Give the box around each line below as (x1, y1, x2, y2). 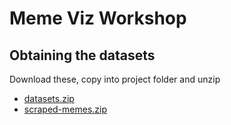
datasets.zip (23, 93, 75, 104)
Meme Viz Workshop (9, 7, 187, 30)
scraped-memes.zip (23, 103, 108, 115)
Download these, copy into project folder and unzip (9, 73, 221, 85)
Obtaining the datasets (9, 47, 156, 64)
